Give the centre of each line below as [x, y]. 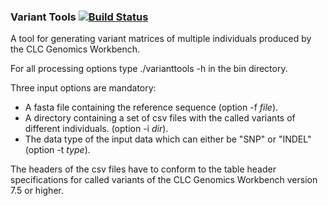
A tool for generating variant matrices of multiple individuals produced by [161, 39]
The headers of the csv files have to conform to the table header [143, 169]
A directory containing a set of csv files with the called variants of [160, 118]
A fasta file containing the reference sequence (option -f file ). [151, 107]
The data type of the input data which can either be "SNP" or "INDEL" [168, 139]
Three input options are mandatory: [83, 88]
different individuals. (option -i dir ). [96, 129]
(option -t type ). [57, 150]
